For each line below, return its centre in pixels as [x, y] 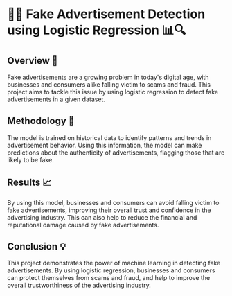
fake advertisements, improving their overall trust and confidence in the [109, 210]
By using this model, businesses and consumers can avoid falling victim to [113, 202]
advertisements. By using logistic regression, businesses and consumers [111, 270]
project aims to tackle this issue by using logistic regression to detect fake [113, 92]
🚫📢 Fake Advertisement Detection [106, 14]
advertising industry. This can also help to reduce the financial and [102, 217]
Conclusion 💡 [37, 246]
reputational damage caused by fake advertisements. [83, 225]
